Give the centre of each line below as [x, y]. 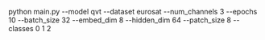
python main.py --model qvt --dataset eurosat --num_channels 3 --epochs [133, 12]
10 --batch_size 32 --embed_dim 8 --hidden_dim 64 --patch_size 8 [120, 20]
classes [21, 28]
